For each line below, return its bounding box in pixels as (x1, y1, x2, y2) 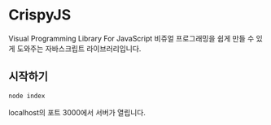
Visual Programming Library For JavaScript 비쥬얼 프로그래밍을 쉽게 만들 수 (8, 33, 255, 43)
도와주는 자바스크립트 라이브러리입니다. (16, 43, 142, 54)
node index (8, 92, 46, 100)
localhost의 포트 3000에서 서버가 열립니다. (8, 107, 146, 117)
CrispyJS (8, 6, 72, 24)
